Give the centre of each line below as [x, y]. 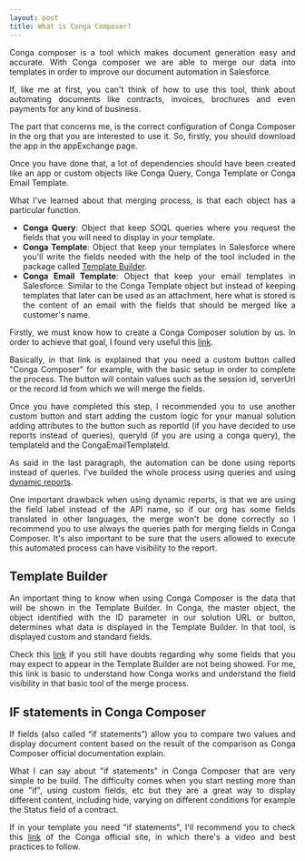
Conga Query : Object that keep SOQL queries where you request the [159, 228]
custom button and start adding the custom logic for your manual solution [152, 416]
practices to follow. [45, 846]
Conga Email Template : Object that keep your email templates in [159, 276]
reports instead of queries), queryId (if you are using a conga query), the [152, 435]
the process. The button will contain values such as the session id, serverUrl [152, 379]
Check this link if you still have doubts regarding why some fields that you [152, 654]
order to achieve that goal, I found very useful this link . [111, 341]
